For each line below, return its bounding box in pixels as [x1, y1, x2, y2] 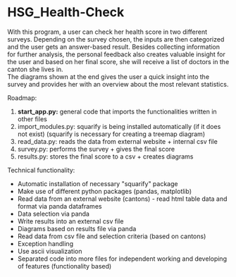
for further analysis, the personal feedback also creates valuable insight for [7, 50, 225, 59]
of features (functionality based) [17, 261, 112, 270]
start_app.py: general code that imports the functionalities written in [17, 107, 217, 116]
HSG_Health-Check [7, 4, 125, 20]
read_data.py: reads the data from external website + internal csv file [17, 137, 218, 145]
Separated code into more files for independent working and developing [17, 254, 228, 263]
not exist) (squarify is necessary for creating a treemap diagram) [17, 130, 206, 138]
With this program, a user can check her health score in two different [7, 27, 208, 36]
